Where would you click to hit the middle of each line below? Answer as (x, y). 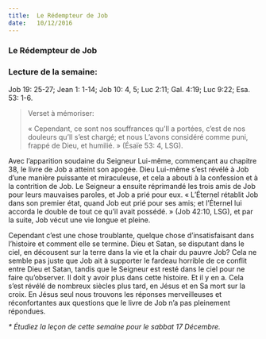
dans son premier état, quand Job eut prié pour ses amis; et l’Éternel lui (125, 202)
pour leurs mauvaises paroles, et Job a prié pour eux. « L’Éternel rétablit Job (133, 195)
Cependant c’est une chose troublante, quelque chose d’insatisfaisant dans (131, 235)
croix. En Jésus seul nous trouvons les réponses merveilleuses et (115, 294)
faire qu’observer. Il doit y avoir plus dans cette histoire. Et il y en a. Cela (126, 277)
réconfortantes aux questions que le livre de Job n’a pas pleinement (119, 302)
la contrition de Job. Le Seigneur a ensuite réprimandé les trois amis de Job (132, 186)
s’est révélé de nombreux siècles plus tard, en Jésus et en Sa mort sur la (127, 286)
